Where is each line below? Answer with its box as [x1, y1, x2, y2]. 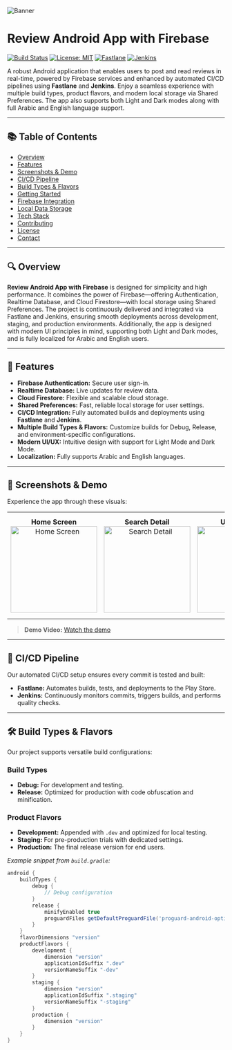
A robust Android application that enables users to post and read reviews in [7, 66, 222, 75]
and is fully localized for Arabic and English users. [7, 334, 150, 342]
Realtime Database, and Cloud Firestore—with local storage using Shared [7, 297, 216, 306]
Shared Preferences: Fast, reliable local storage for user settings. [17, 401, 205, 409]
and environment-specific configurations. [17, 431, 136, 439]
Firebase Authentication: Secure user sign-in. [17, 379, 150, 387]
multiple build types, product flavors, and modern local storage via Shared [7, 88, 219, 97]
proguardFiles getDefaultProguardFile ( [43, 915, 159, 922]
